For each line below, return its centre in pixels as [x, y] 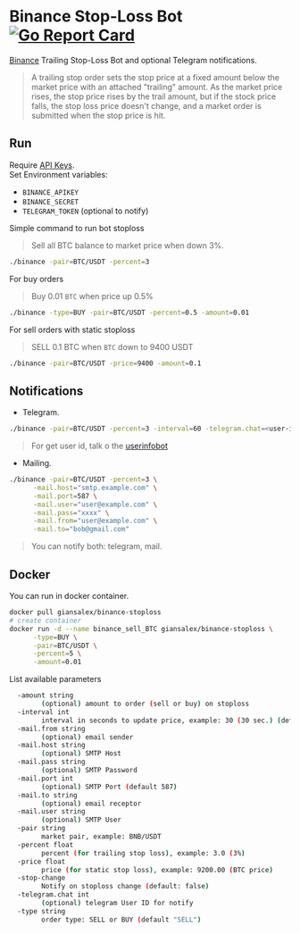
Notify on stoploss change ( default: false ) [125, 887]
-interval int [43, 712]
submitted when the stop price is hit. [98, 115]
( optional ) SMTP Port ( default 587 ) [109, 787]
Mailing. [37, 463]
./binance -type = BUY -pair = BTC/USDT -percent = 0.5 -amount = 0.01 [129, 312]
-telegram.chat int [54, 895]
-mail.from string [52, 729]
